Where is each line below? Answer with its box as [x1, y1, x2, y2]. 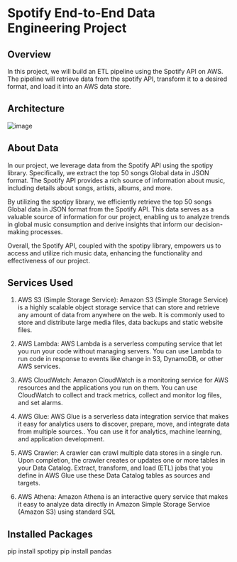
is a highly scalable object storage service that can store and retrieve [17, 303, 220, 312]
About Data [7, 142, 59, 154]
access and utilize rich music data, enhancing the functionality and [7, 248, 203, 257]
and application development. [17, 435, 105, 443]
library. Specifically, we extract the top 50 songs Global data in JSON [7, 168, 209, 177]
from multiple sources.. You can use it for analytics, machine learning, [17, 427, 222, 436]
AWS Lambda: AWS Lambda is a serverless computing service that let [17, 339, 223, 348]
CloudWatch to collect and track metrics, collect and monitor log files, [17, 391, 222, 400]
